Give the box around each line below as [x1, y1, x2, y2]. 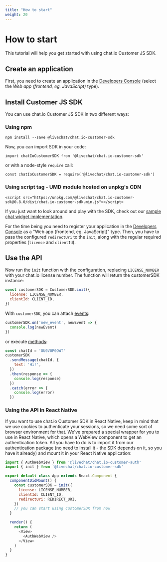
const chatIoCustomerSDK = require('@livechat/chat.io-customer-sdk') [5, 172, 155, 177]
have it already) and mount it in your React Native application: [5, 450, 132, 456]
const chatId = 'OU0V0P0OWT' [5, 348, 66, 353]
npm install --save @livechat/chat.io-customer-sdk [5, 135, 115, 140]
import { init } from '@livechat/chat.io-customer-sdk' [5, 464, 124, 469]
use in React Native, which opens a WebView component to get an [5, 434, 142, 440]
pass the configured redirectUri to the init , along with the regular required [5, 234, 161, 240]
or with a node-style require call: [5, 162, 73, 168]
